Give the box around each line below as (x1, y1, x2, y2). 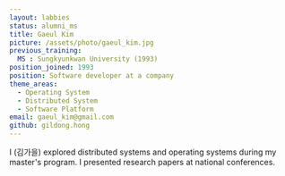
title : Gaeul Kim (9, 29, 74, 38)
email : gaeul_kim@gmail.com (9, 113, 115, 122)
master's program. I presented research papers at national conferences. (9, 157, 276, 167)
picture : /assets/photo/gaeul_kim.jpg (9, 38, 154, 47)
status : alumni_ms (9, 21, 78, 30)
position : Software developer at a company (9, 71, 175, 80)
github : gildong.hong (9, 122, 91, 130)
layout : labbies (9, 13, 70, 22)
